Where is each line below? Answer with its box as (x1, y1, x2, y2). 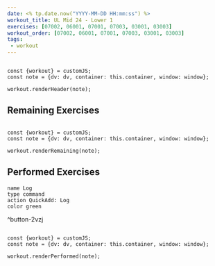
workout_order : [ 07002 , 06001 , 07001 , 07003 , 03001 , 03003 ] (7, 29, 185, 37)
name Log (7, 185, 33, 192)
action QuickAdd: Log (7, 197, 70, 203)
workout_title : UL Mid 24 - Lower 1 (7, 17, 113, 24)
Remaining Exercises (7, 105, 100, 117)
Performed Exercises (7, 166, 101, 178)
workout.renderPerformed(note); (7, 253, 101, 260)
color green (7, 203, 42, 210)
